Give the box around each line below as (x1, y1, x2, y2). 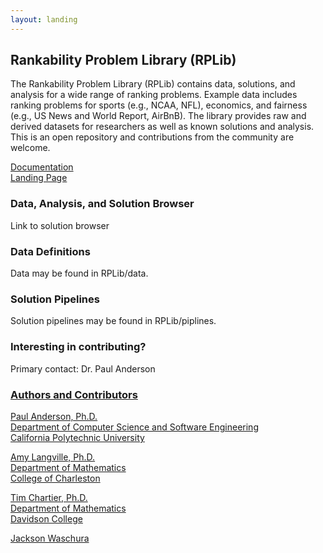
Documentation (10, 161, 74, 173)
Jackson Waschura (10, 532, 90, 544)
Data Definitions (10, 244, 91, 258)
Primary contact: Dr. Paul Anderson (10, 362, 156, 375)
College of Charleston (10, 472, 101, 484)
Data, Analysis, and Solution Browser (10, 197, 195, 211)
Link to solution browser (10, 219, 110, 231)
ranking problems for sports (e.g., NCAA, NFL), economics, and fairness (10, 99, 308, 111)
